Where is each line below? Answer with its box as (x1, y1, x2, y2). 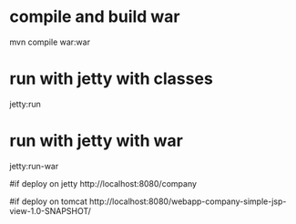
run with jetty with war (9, 130, 184, 151)
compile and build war (9, 6, 180, 27)
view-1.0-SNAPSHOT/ (9, 205, 91, 216)
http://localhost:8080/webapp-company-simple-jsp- (89, 196, 287, 207)
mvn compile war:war (9, 36, 91, 47)
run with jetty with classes (9, 68, 214, 89)
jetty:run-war (9, 160, 59, 171)
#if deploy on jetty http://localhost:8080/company (9, 178, 198, 188)
